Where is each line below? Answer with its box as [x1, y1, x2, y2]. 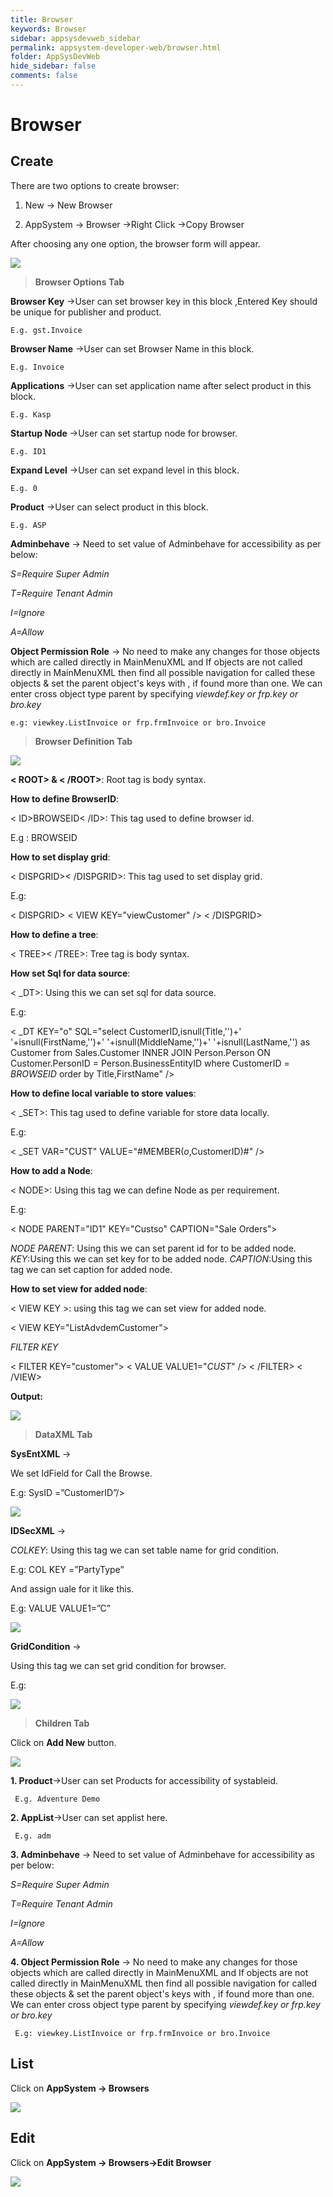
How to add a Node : [10, 1164, 93, 1176]
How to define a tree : [10, 928, 99, 940]
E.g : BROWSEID [10, 831, 78, 843]
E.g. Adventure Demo [14, 1794, 101, 1804]
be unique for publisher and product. [10, 306, 162, 318]
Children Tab [34, 1717, 90, 1729]
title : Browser [10, 14, 74, 25]
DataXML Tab [34, 1428, 93, 1440]
